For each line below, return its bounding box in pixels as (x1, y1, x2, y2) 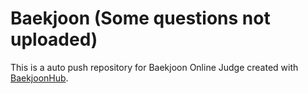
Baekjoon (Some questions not (10, 7, 271, 30)
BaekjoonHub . (10, 72, 69, 84)
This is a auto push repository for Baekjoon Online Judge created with (10, 61, 299, 73)
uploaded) (10, 28, 98, 51)
